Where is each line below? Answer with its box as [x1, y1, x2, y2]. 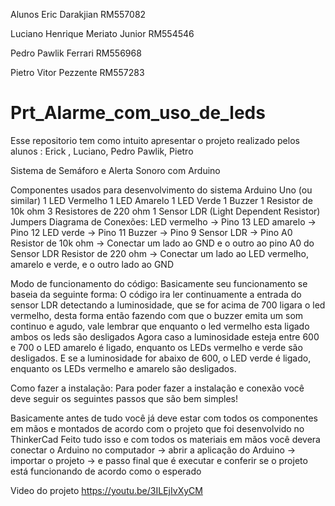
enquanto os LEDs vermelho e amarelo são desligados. [10, 362, 237, 374]
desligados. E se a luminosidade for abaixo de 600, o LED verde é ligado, [10, 352, 312, 364]
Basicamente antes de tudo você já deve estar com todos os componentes [10, 412, 319, 424]
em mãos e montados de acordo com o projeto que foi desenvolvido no [10, 422, 305, 434]
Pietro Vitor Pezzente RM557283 [10, 67, 145, 78]
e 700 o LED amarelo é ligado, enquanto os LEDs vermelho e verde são [10, 341, 303, 353]
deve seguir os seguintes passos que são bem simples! [10, 392, 239, 404]
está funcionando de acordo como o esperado [10, 465, 202, 477]
